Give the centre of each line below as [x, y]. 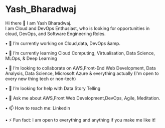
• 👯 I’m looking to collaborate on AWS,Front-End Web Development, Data [81, 68]
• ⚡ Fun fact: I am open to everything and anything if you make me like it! [80, 120]
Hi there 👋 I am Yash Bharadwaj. [38, 23]
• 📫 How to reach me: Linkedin [38, 108]
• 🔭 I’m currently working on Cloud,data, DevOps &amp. [63, 43]
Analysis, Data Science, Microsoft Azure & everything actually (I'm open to [82, 73]
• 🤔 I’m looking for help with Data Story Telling [53, 88]
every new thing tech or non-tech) [41, 78]
